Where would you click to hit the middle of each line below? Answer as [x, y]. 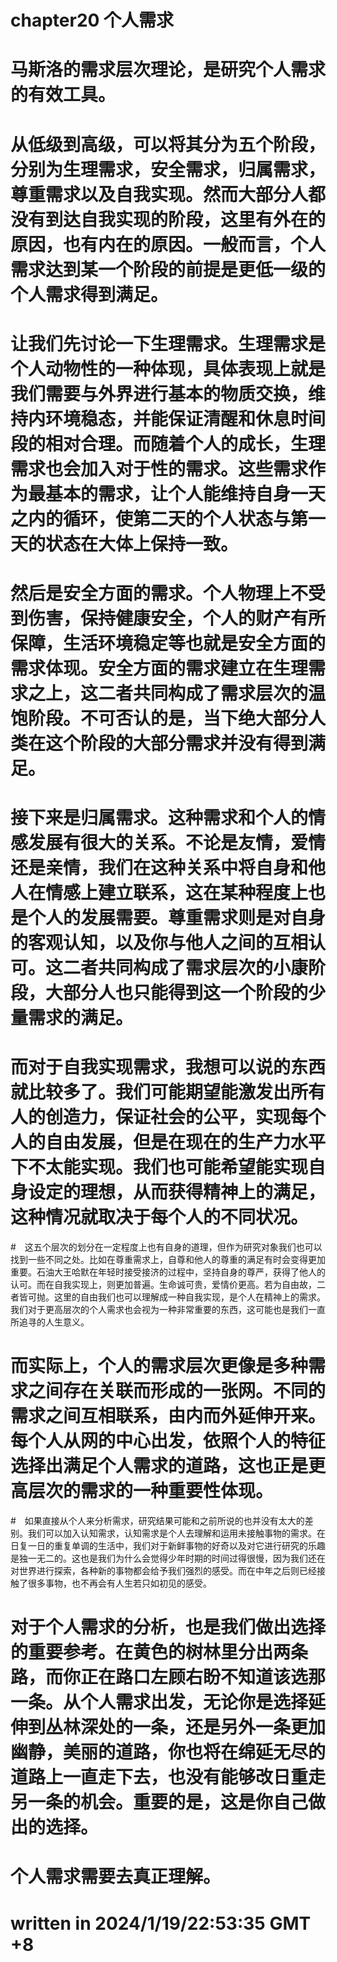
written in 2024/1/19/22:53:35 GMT [161, 1923]
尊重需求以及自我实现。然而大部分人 [159, 194]
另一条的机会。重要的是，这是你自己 [159, 1802]
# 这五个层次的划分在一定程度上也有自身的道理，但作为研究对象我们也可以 [166, 1247]
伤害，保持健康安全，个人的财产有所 [177, 618]
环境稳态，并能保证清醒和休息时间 [186, 418]
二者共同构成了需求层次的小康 [186, 968]
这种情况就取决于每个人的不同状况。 [159, 1217]
